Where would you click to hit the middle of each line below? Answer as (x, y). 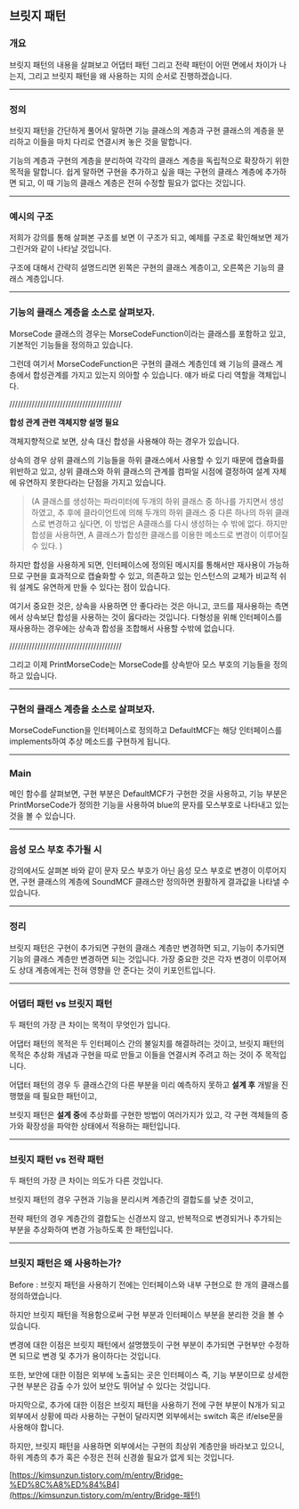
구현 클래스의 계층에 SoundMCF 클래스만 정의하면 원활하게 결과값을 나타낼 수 (155, 882)
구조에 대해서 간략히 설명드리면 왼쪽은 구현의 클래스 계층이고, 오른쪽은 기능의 (142, 268)
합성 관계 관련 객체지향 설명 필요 (64, 422)
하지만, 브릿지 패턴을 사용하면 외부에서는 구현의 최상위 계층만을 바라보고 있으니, (147, 1446)
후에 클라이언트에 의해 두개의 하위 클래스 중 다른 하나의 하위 (170, 512)
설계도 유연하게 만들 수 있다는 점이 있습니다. (94, 587)
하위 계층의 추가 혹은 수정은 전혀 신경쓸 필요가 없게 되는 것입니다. (122, 1457)
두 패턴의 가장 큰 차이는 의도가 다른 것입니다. (86, 1181)
